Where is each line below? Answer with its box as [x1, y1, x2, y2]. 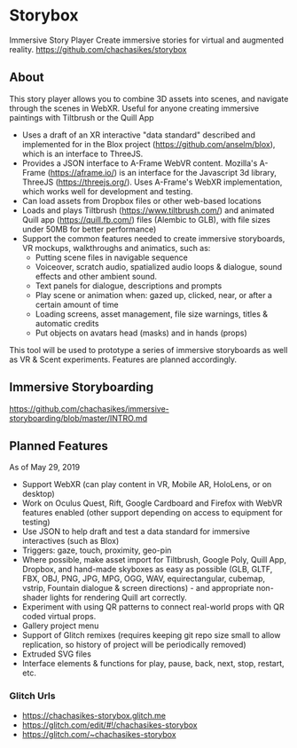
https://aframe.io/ [50, 167, 115, 177]
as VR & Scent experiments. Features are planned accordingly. [9, 354, 238, 365]
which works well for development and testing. [21, 185, 193, 196]
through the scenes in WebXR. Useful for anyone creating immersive [9, 103, 260, 114]
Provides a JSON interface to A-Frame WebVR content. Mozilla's [21, 157, 258, 169]
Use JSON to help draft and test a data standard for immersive [21, 526, 251, 537]
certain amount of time [35, 299, 119, 310]
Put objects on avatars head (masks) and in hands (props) [35, 327, 248, 338]
